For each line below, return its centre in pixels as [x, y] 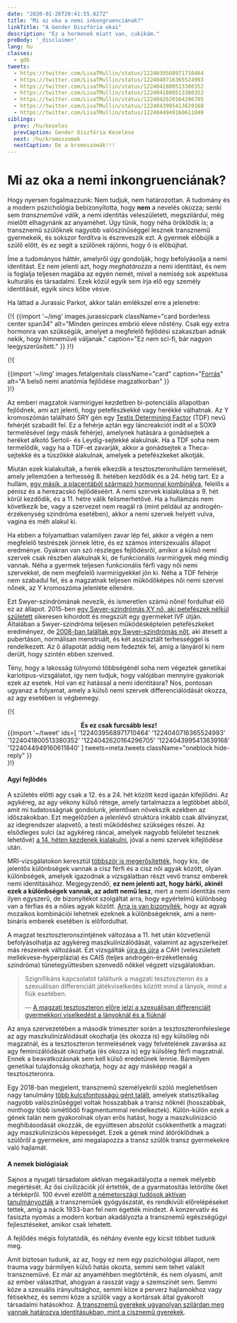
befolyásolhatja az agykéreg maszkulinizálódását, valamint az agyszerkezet [118, 942]
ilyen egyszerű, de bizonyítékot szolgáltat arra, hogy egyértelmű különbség [117, 899]
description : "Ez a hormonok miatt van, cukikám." [83, 34]
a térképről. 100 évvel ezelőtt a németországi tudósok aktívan [97, 1195]
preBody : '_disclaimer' [42, 40]
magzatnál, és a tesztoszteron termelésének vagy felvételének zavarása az [117, 1044]
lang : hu [20, 47]
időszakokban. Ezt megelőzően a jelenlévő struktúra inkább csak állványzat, [118, 817]
